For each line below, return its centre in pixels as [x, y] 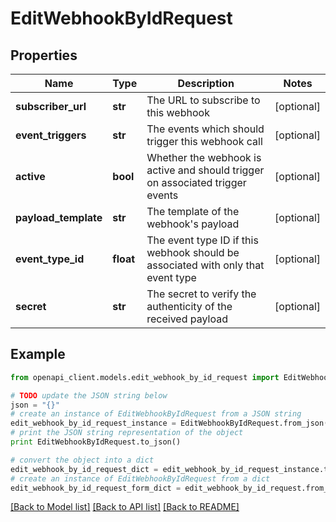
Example [38, 354]
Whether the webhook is [204, 157]
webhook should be [193, 252]
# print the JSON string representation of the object [127, 433]
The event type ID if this [202, 240]
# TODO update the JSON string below [89, 395]
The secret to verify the [201, 294]
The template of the [193, 211]
